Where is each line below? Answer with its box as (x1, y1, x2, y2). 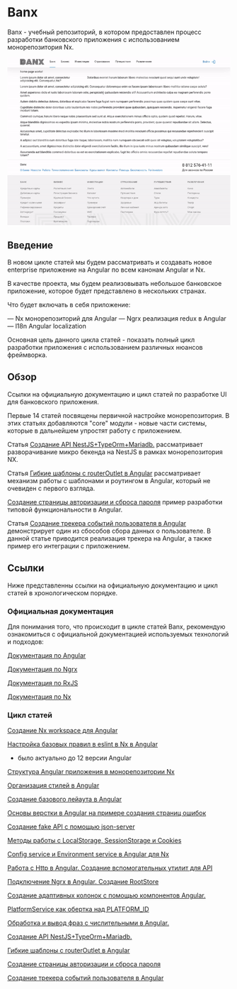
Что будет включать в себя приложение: (7, 301, 131, 309)
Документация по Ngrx (7, 665, 78, 673)
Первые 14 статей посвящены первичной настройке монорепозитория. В (7, 411, 230, 419)
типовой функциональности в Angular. (7, 505, 123, 514)
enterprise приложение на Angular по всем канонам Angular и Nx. (7, 265, 206, 274)
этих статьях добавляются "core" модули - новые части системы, (7, 419, 207, 427)
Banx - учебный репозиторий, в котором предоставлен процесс (7, 28, 202, 36)
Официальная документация (7, 606, 114, 616)
